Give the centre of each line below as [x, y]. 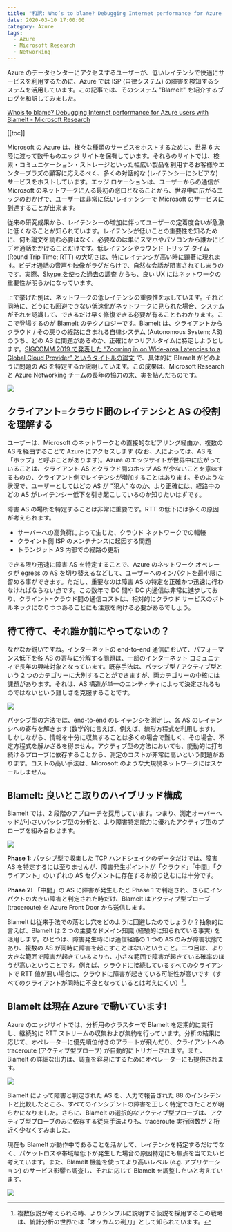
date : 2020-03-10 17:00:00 [46, 20]
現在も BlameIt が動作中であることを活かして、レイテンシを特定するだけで [113, 1144]
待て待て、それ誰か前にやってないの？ [88, 631]
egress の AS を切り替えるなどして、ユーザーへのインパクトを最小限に [121, 573]
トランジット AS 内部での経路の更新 [68, 549]
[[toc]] [16, 133]
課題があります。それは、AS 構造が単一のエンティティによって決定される [111, 683]
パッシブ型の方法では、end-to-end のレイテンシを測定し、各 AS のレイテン [115, 720]
